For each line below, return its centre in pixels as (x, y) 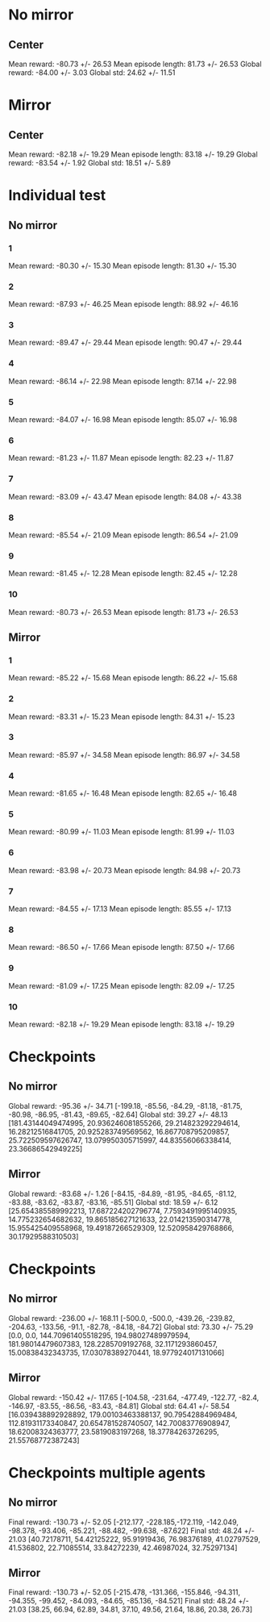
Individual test (57, 196)
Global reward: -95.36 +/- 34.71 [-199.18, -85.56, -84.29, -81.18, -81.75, (126, 1106)
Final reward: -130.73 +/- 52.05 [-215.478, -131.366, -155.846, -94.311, (125, 1592)
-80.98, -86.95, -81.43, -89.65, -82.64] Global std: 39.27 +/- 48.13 (118, 1114)
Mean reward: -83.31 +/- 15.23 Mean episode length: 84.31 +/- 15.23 (122, 717)
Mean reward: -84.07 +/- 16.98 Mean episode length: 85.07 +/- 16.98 (123, 420)
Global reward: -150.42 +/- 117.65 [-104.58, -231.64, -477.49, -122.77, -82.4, (134, 1397)
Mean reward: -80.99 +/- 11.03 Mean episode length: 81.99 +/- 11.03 (122, 832)
